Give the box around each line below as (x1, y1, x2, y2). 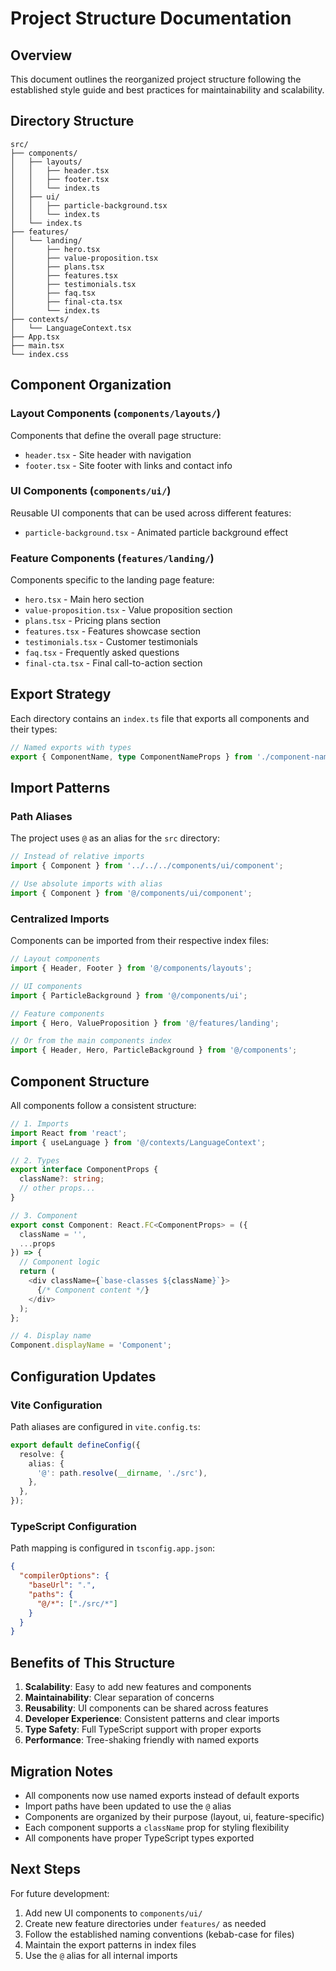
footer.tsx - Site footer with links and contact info (24, 459, 233, 471)
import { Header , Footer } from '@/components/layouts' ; (10, 963, 253, 974)
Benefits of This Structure (10, 1654, 175, 1671)
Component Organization (10, 377, 172, 394)
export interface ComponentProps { (10, 1165, 159, 1175)
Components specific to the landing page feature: (10, 574, 215, 586)
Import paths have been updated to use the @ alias (24, 1800, 232, 1812)
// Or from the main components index (10, 1036, 172, 1046)
